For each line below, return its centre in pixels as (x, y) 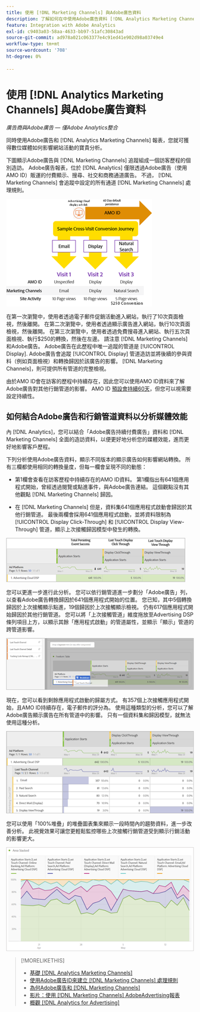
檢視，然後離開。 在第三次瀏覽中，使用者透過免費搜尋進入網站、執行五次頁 (98, 331)
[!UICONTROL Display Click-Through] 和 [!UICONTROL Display (91, 522)
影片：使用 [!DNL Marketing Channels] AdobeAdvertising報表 (105, 995)
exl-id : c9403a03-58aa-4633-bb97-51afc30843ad (65, 32)
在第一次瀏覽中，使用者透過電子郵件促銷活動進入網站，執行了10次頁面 (92, 316)
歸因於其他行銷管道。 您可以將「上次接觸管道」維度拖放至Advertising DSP (102, 615)
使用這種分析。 (24, 723)
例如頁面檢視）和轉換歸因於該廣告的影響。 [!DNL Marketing (89, 361)
